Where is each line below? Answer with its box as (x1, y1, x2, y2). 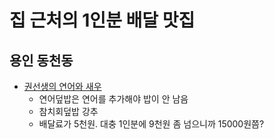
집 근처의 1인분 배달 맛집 (9, 9, 196, 32)
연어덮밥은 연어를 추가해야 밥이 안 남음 (38, 93, 189, 105)
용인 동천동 (9, 52, 74, 69)
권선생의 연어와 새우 (23, 81, 102, 92)
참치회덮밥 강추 (38, 106, 99, 117)
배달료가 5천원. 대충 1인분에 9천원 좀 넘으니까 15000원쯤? (38, 118, 265, 130)
